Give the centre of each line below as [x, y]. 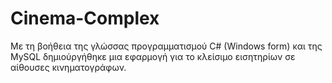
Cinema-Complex [85, 18]
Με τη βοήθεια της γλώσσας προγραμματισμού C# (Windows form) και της [166, 46]
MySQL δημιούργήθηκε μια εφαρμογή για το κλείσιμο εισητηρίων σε [153, 56]
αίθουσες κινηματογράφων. [68, 67]
